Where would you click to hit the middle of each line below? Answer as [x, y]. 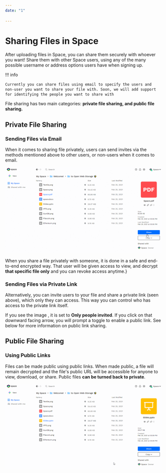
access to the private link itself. [37, 306]
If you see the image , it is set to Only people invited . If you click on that [79, 315]
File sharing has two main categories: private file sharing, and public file [80, 104]
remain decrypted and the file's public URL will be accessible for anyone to [82, 371]
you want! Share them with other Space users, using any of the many [76, 60]
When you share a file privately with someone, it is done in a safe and [76, 260]
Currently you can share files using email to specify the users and [79, 84]
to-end [12, 266]
